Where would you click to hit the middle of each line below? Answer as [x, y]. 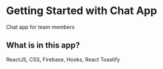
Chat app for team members [40, 27]
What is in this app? [43, 45]
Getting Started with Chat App [82, 11]
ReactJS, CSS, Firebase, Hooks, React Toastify [63, 59]
